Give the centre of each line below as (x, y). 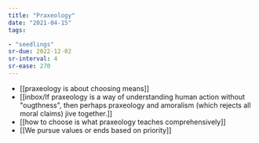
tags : (17, 30)
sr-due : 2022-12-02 (40, 52)
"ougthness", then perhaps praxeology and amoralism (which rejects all (135, 105)
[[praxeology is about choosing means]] (84, 88)
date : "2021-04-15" (40, 23)
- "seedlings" (31, 44)
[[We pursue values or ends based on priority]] (95, 130)
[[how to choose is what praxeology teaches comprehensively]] (122, 122)
